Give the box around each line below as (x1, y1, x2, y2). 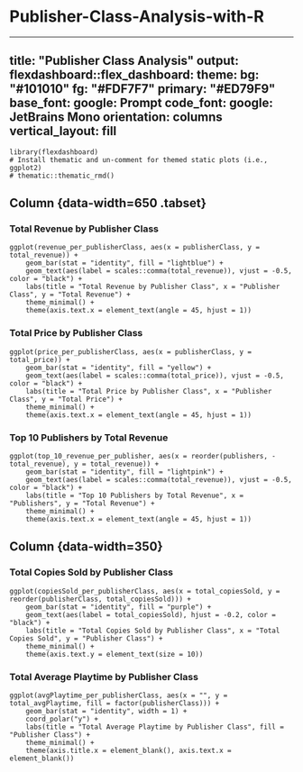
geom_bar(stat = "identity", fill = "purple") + (25, 602, 212, 612)
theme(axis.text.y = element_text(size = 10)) (25, 649, 204, 658)
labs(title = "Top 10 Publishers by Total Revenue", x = (25, 491, 244, 501)
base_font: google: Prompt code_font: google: (9, 95, 273, 111)
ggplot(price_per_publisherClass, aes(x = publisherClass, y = (9, 347, 252, 357)
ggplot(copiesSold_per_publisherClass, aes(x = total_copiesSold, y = (9, 586, 280, 595)
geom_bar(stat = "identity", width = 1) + (25, 707, 188, 716)
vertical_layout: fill (9, 123, 117, 139)
